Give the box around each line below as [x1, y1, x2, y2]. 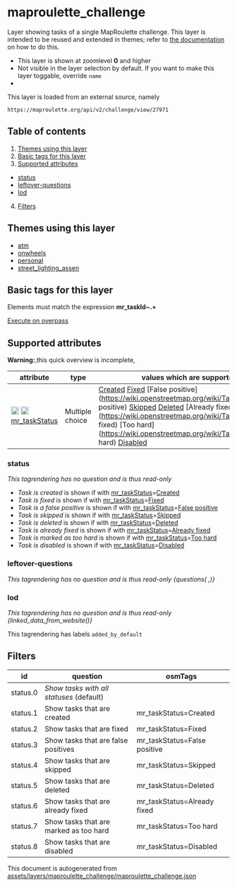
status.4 [11, 760, 38, 770]
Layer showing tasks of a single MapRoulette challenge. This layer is [7, 28, 206, 36]
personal [17, 256, 44, 265]
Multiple [64, 407, 92, 417]
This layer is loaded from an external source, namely [7, 93, 160, 101]
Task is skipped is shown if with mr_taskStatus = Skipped [17, 511, 181, 520]
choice [64, 415, 88, 425]
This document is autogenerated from [7, 864, 118, 872]
